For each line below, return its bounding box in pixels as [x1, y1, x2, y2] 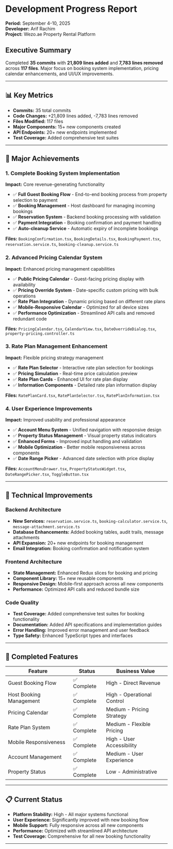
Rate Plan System [8, 724, 50, 731]
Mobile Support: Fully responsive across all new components [12, 822, 144, 828]
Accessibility [106, 742, 137, 749]
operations [12, 293, 36, 299]
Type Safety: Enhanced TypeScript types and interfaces [12, 632, 133, 639]
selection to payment [12, 197, 58, 203]
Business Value [116, 667, 155, 675]
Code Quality [5, 599, 39, 606]
